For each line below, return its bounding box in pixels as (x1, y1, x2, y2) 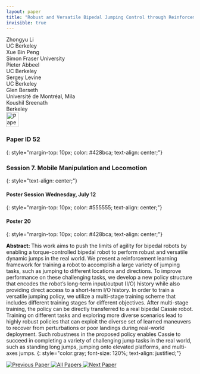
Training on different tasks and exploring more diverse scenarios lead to (6, 312, 183, 319)
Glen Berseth (6, 87, 39, 94)
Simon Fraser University (6, 55, 65, 62)
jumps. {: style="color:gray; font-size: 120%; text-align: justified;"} (18, 350, 182, 357)
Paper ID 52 (6, 135, 40, 143)
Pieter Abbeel (6, 61, 40, 68)
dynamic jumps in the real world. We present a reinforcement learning (6, 255, 177, 262)
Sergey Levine (6, 74, 42, 81)
